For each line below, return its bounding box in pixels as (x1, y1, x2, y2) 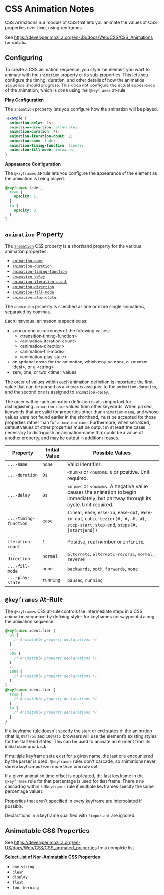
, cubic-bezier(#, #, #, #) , (82, 515, 146, 522)
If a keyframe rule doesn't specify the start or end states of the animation (5, 728, 152, 734)
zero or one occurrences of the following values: (12, 328, 110, 334)
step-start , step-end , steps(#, (67, 521, 138, 528)
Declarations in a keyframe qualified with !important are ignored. (5, 812, 136, 818)
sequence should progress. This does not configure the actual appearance (5, 82, 156, 88)
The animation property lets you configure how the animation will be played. (5, 106, 158, 112)
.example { (5, 116, 27, 121)
